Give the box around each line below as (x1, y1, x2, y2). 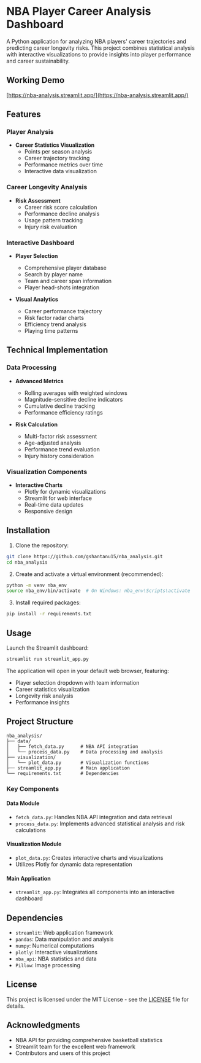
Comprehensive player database (24, 264, 107, 271)
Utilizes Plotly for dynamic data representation (15, 861, 132, 868)
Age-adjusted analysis (24, 439, 82, 446)
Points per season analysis (24, 148, 93, 155)
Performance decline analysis (24, 210, 100, 217)
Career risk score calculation (24, 203, 97, 211)
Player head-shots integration (24, 284, 100, 291)
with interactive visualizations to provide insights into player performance (6, 50, 191, 58)
